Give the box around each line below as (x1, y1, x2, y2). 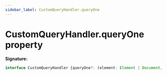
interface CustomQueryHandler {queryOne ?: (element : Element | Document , (5, 65, 163, 70)
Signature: (5, 56, 28, 62)
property (5, 39, 43, 50)
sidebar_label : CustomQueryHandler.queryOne (5, 7, 100, 12)
